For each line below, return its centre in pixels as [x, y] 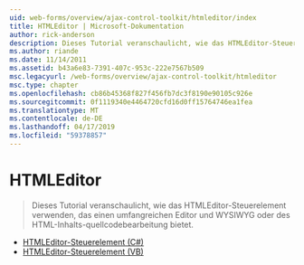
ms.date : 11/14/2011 [48, 60]
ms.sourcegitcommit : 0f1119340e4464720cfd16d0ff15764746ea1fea [131, 102]
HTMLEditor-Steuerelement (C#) [83, 241]
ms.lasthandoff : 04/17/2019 [62, 128]
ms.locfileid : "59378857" [58, 136]
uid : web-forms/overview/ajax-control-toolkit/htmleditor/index [133, 18]
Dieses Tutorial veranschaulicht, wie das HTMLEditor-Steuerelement [159, 205]
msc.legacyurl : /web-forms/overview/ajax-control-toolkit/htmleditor [143, 77]
